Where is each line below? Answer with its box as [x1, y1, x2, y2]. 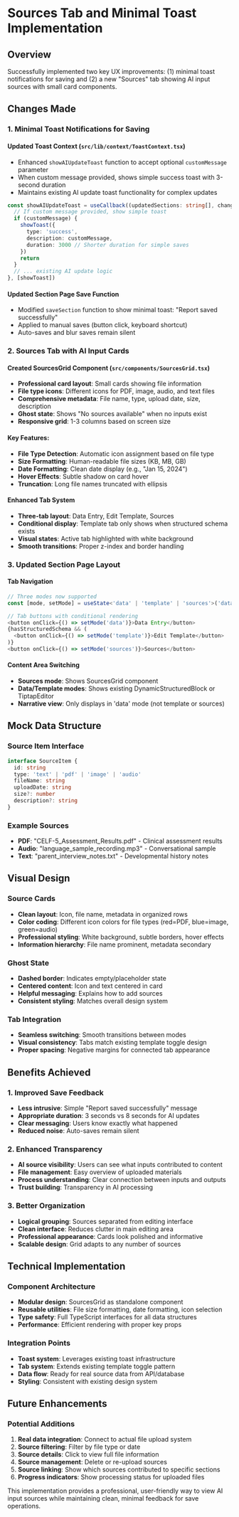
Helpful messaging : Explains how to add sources [17, 989, 163, 998]
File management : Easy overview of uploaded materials [17, 1168, 183, 1176]
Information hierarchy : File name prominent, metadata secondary [17, 940, 211, 949]
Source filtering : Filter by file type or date [17, 1442, 141, 1452]
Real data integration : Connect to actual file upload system [17, 1435, 192, 1444]
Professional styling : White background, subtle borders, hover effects [17, 932, 224, 941]
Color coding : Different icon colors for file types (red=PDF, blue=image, [17, 917, 229, 926]
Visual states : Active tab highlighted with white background [17, 534, 194, 543]
